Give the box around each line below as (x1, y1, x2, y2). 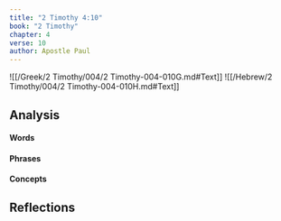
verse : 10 (9, 38, 47, 48)
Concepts (9, 173, 47, 185)
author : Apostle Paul (9, 47, 91, 56)
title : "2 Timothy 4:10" (9, 13, 103, 23)
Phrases (9, 152, 42, 163)
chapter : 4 (9, 30, 51, 39)
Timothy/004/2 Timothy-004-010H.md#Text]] (9, 81, 180, 92)
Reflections (9, 199, 76, 215)
